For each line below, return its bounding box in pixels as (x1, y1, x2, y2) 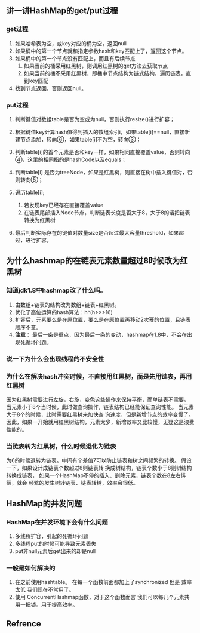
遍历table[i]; (14, 189, 45, 196)
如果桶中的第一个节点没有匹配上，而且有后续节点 (14, 54, 136, 62)
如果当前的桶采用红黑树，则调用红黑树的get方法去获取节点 (23, 62, 168, 69)
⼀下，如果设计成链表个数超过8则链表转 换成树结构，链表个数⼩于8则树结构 (6, 465, 192, 472)
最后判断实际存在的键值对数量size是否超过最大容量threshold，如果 (14, 229, 179, 236)
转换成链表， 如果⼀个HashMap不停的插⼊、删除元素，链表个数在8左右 (6, 472, 181, 479)
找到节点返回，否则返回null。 (14, 84, 87, 91)
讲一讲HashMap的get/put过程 (6, 5, 118, 16)
